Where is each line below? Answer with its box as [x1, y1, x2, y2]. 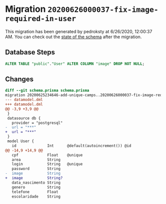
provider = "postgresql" [11, 120, 63, 125]
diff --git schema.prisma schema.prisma [5, 88, 90, 93]
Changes [5, 75, 34, 84]
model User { [7, 139, 35, 144]
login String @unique [11, 162, 83, 167]
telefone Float [11, 189, 58, 194]
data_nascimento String [11, 180, 61, 185]
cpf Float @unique [11, 153, 83, 157]
